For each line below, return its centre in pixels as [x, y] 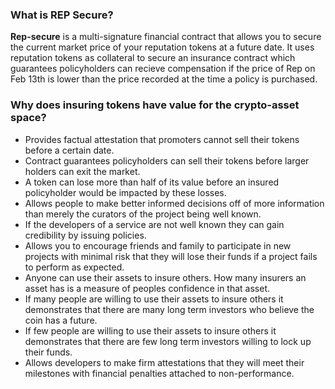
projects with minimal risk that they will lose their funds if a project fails [171, 256]
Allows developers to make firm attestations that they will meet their [164, 362]
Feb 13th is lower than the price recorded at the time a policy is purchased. [164, 79]
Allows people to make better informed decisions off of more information [174, 203]
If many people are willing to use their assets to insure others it [154, 299]
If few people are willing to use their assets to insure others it [150, 330]
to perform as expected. [74, 267]
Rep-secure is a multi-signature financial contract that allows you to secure [166, 37]
